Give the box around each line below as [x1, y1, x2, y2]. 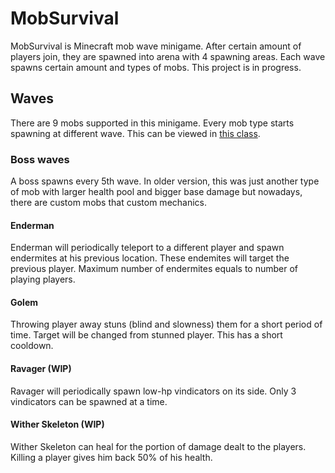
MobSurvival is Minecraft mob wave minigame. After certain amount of [10, 40, 302, 52]
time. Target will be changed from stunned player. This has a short [10, 329, 283, 341]
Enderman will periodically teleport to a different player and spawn [10, 242, 285, 254]
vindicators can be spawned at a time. [10, 395, 168, 407]
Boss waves [10, 152, 70, 166]
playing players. [10, 273, 76, 286]
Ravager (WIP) [10, 363, 72, 375]
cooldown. [10, 340, 54, 352]
